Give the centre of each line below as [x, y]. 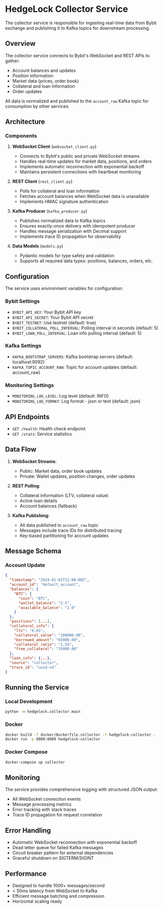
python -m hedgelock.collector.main [43, 712]
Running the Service [37, 688]
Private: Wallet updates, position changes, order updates [77, 476]
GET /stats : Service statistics [42, 434]
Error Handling [28, 830]
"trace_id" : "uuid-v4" [33, 667]
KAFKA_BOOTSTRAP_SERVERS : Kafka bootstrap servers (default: [73, 357]
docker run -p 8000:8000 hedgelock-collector [53, 739]
